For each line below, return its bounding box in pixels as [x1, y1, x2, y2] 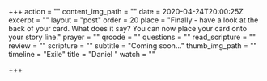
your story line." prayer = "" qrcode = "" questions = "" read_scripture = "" [8, 32, 256, 42]
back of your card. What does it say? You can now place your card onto [8, 24, 248, 33]
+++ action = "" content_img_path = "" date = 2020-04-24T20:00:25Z [8, 7, 244, 16]
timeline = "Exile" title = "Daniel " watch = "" [8, 50, 156, 59]
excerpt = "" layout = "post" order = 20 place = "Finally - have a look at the [8, 15, 259, 25]
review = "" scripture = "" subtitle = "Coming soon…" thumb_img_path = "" [8, 41, 257, 51]
